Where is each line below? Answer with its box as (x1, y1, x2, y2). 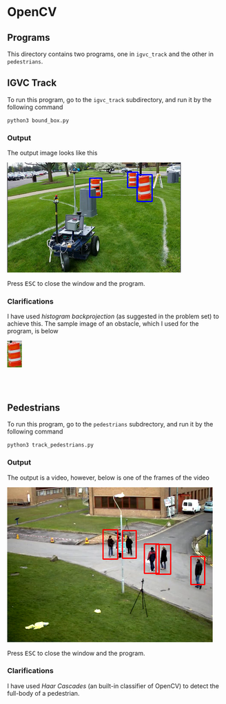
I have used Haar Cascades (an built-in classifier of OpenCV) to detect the (7, 681, 219, 690)
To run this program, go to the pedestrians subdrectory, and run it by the (7, 420, 214, 429)
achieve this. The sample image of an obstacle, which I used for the (7, 320, 199, 328)
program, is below (7, 327, 59, 335)
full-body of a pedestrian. (7, 689, 80, 697)
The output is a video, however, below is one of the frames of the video (7, 473, 210, 482)
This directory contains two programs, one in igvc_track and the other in (7, 50, 214, 58)
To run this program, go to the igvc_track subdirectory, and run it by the (7, 95, 212, 104)
